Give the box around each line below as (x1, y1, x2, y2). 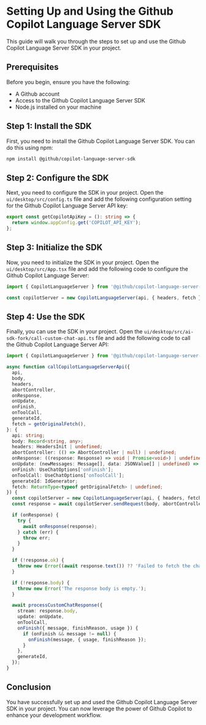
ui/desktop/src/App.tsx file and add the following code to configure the (6, 265, 188, 273)
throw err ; (22, 535, 51, 541)
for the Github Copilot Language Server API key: (6, 202, 128, 209)
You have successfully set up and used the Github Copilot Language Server (6, 698, 197, 705)
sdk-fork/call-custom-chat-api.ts (6, 336, 95, 342)
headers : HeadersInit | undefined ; (12, 444, 103, 450)
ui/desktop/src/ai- (143, 329, 194, 335)
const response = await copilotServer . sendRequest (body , (12, 501, 161, 507)
